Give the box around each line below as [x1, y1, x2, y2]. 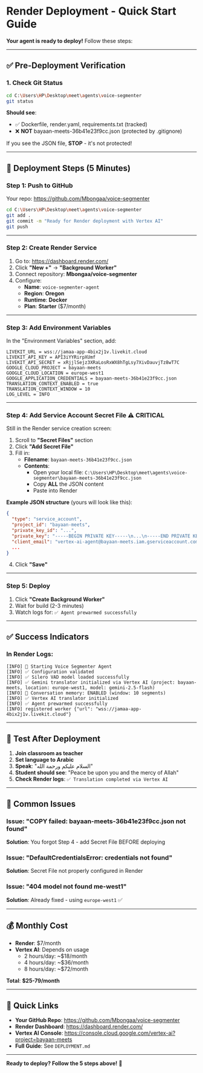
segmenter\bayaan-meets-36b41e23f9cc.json [33, 475, 142, 482]
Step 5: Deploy [6, 582, 50, 590]
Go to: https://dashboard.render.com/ [14, 257, 109, 264]
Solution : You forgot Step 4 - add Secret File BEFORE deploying [6, 838, 166, 846]
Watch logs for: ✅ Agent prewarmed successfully [14, 608, 137, 616]
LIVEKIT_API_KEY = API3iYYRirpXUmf [6, 354, 96, 360]
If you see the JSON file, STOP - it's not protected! [6, 140, 132, 147]
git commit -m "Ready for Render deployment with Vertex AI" [6, 218, 164, 224]
